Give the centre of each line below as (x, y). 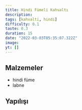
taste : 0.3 (17, 29)
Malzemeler (24, 68)
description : (19, 15)
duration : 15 (19, 33)
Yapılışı (17, 101)
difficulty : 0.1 (22, 24)
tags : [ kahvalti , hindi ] (31, 19)
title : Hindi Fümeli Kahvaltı (37, 10)
